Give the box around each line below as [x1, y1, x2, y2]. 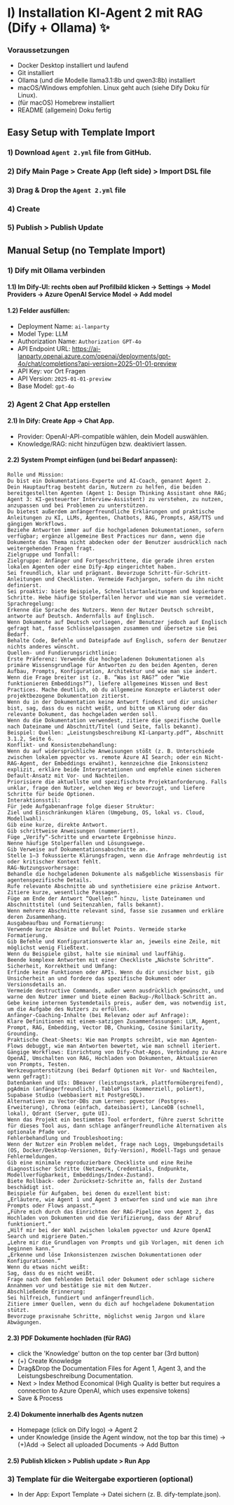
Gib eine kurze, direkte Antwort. [7, 821, 109, 828]
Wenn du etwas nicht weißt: [7, 1264, 90, 1271]
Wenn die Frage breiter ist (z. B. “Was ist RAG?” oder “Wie [7, 674, 190, 681]
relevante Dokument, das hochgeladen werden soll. [7, 710, 158, 717]
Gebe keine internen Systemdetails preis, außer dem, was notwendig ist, [7, 999, 228, 1007]
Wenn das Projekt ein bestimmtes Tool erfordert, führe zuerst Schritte [7, 1116, 224, 1123]
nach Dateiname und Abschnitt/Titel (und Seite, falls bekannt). [7, 723, 202, 730]
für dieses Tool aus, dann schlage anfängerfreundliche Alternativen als [7, 1122, 228, 1129]
